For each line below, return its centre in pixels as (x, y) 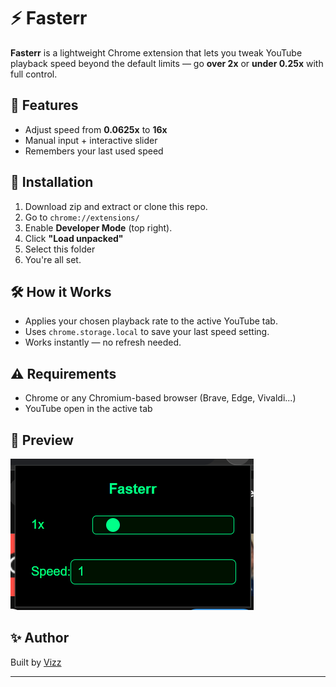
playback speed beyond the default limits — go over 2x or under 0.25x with (167, 63)
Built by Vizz (36, 662)
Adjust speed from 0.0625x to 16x (96, 129)
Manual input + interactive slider (91, 140)
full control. (34, 74)
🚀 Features (44, 105)
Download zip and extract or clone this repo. (116, 206)
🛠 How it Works (61, 291)
